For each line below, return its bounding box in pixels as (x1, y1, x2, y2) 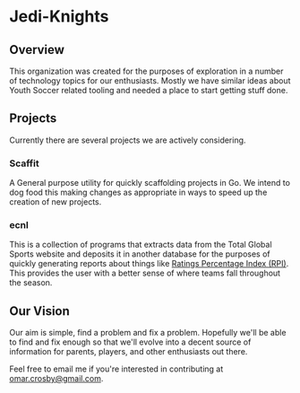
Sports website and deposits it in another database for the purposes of (9, 249, 270, 259)
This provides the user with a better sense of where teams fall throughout (9, 267, 280, 279)
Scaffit (9, 157, 39, 170)
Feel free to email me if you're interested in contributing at (9, 363, 224, 374)
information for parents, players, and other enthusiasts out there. (9, 346, 248, 357)
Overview (9, 42, 65, 57)
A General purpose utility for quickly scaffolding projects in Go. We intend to (9, 178, 291, 188)
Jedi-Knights (9, 6, 109, 27)
